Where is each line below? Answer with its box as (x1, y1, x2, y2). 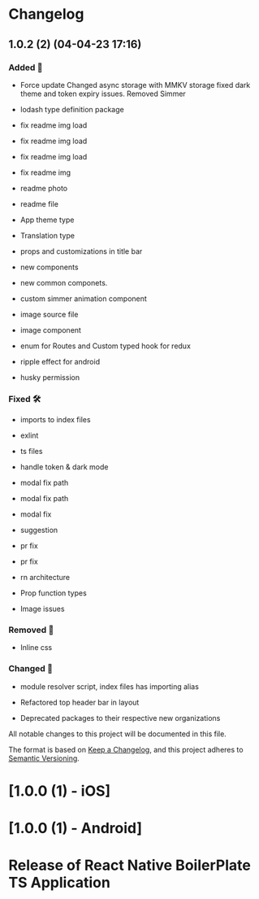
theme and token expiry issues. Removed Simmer (19, 89, 187, 98)
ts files (19, 447, 43, 456)
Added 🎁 (8, 62, 43, 73)
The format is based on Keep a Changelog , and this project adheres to (8, 744, 244, 754)
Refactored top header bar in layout (19, 697, 140, 707)
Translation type (19, 230, 76, 240)
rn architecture (19, 573, 71, 583)
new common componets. (19, 277, 108, 287)
